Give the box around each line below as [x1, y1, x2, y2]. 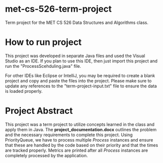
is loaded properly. [5, 88, 43, 94]
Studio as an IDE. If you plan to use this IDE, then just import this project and [5, 58, 158, 64]
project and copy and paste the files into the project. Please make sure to [5, 78, 152, 83]
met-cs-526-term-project [5, 3, 112, 15]
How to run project [5, 37, 82, 48]
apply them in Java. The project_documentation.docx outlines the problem [5, 126, 157, 132]
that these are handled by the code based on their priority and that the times [5, 142, 158, 148]
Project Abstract [5, 105, 73, 117]
